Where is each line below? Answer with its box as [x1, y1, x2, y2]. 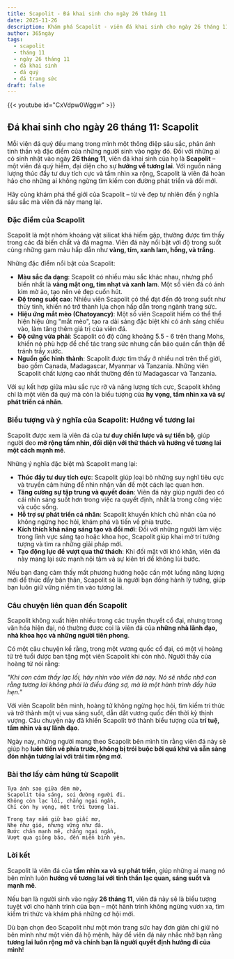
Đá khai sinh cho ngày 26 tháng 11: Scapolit [7, 121, 198, 133]
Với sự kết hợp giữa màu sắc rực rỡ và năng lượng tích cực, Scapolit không [7, 383, 221, 391]
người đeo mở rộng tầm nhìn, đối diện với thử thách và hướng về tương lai [7, 438, 221, 447]
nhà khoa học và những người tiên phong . [7, 631, 130, 639]
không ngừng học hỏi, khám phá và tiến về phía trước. [17, 518, 173, 526]
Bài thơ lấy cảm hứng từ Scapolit [7, 769, 119, 779]
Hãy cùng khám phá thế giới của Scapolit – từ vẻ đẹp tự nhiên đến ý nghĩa [7, 190, 219, 199]
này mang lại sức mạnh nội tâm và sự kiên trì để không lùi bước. [17, 555, 201, 563]
